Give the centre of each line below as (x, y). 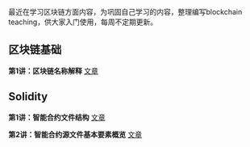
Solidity (28, 97)
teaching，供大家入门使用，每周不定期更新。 (83, 22)
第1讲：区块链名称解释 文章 (53, 70)
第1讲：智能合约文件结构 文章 (57, 117)
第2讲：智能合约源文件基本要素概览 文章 (75, 134)
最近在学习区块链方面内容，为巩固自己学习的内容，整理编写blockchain (125, 12)
